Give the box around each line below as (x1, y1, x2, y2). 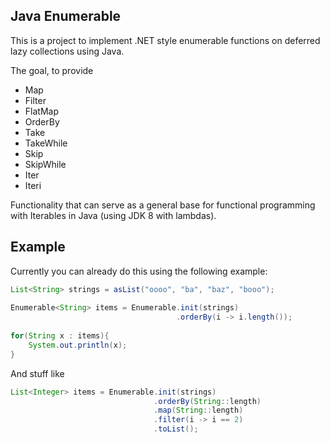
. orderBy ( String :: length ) (153, 396, 262, 406)
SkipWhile (24, 158, 67, 170)
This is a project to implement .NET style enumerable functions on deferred (10, 34, 321, 46)
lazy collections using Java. (10, 45, 125, 57)
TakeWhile (24, 137, 68, 149)
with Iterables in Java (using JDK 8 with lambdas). (10, 209, 217, 221)
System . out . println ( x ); (28, 340, 128, 350)
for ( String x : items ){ (10, 331, 110, 341)
